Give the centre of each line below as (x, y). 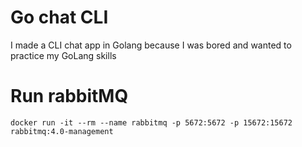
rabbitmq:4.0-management (62, 131)
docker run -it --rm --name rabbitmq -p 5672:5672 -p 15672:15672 (151, 122)
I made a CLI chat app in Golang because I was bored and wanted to (151, 45)
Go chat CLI (59, 17)
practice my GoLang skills (63, 55)
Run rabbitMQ (69, 96)
